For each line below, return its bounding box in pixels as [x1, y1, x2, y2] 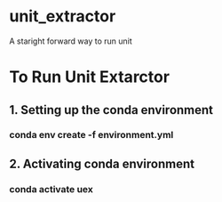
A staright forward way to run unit [9, 36, 133, 46]
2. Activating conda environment [9, 156, 195, 171]
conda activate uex [9, 182, 93, 195]
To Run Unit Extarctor [9, 67, 170, 87]
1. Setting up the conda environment [9, 102, 214, 117]
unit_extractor [9, 6, 116, 27]
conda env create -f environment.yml [9, 129, 174, 141]
